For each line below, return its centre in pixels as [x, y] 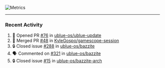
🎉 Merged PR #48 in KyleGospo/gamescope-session [66, 41]
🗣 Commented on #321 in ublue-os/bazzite [56, 53]
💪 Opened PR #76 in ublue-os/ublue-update [57, 35]
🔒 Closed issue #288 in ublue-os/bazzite [53, 46]
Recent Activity [24, 24]
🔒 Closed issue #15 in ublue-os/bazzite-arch [57, 61]
